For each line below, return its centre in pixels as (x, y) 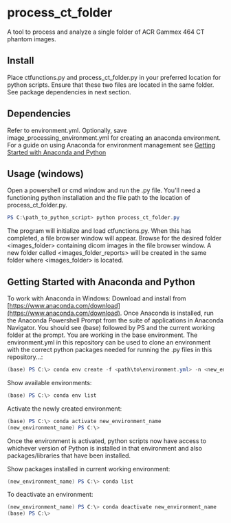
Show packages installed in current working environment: (89, 469)
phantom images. (32, 39)
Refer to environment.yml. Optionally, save (67, 130)
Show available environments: (49, 382)
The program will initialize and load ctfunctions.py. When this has (99, 231)
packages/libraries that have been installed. (69, 455)
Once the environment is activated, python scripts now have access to (107, 441)
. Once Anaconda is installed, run (167, 313)
